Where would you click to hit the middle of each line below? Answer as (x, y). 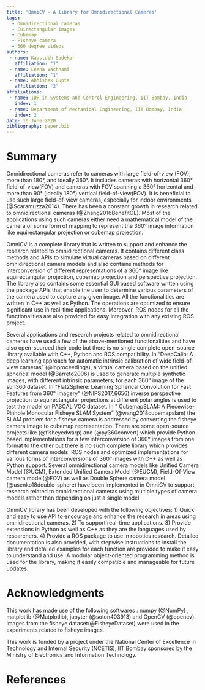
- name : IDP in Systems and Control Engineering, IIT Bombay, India (98, 98)
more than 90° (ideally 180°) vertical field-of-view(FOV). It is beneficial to (99, 194)
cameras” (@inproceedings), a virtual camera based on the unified (103, 367)
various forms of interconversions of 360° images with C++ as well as (95, 459)
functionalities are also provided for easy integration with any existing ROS (100, 316)
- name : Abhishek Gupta (39, 80)
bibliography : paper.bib (38, 127)
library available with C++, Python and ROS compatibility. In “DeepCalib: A (100, 355)
